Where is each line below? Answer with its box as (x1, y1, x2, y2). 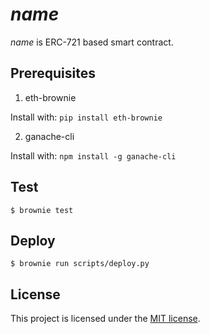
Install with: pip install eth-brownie (10, 111, 163, 123)
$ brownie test (10, 205, 74, 215)
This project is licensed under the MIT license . (10, 313, 201, 325)
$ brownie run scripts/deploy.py (10, 259, 150, 269)
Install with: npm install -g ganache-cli (10, 149, 177, 162)
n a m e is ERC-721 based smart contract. (10, 36, 174, 48)
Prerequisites (10, 65, 96, 82)
